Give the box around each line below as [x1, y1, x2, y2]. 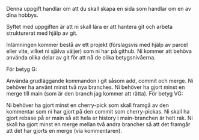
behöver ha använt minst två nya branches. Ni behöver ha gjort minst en [6, 84, 185, 91]
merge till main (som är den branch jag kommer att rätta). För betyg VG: [6, 90, 183, 97]
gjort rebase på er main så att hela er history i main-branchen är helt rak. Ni [6, 114, 194, 121]
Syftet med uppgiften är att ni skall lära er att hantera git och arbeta [6, 23, 173, 30]
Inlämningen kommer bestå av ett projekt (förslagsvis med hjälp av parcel [6, 41, 188, 48]
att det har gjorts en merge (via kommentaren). [6, 127, 122, 134]
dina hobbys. [6, 11, 38, 19]
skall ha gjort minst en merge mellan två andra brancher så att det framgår [6, 121, 191, 128]
